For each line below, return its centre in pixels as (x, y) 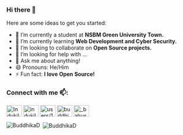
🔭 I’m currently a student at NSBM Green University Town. (89, 35)
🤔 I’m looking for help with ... (51, 54)
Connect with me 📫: (37, 93)
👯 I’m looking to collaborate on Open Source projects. (83, 48)
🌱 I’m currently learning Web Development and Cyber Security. (96, 42)
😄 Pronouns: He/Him (42, 67)
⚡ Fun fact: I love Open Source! (55, 74)
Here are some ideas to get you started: (57, 23)
